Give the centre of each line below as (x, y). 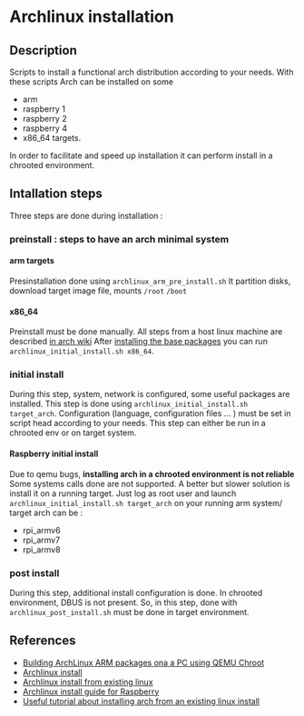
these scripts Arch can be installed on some (92, 82)
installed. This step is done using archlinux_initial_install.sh (128, 404)
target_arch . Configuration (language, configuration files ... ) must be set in (151, 413)
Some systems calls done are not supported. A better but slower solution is (150, 483)
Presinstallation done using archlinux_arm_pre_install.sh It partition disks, (150, 281)
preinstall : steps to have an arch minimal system (119, 239)
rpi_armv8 (41, 549)
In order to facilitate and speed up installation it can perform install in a (142, 155)
